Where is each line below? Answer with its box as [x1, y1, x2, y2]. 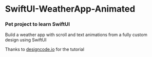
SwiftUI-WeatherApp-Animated [5, 3, 135, 15]
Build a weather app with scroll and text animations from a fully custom [5, 32, 148, 38]
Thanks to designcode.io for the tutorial [5, 46, 84, 52]
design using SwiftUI [5, 37, 47, 43]
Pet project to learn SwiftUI [5, 21, 70, 28]
